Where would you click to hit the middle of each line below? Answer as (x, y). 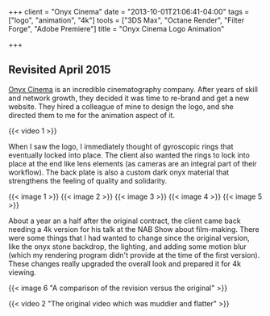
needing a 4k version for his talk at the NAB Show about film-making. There (134, 229)
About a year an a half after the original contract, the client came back (125, 221)
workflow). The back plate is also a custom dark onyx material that (119, 172)
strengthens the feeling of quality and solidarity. (88, 180)
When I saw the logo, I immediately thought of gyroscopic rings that (121, 146)
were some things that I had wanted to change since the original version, (129, 238)
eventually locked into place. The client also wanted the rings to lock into (129, 155)
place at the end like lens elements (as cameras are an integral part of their (133, 163)
